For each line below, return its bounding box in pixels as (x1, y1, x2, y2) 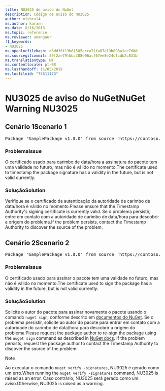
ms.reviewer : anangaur (5, 35, 52, 40)
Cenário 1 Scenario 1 (5, 123, 67, 131)
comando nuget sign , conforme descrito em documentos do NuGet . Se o (5, 314, 154, 320)
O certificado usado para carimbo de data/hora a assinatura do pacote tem (5, 159, 158, 165)
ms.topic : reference (5, 30, 48, 35)
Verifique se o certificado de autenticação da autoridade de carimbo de (5, 198, 150, 204)
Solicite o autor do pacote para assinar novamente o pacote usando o (5, 309, 147, 315)
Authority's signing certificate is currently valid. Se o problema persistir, (5, 209, 151, 214)
